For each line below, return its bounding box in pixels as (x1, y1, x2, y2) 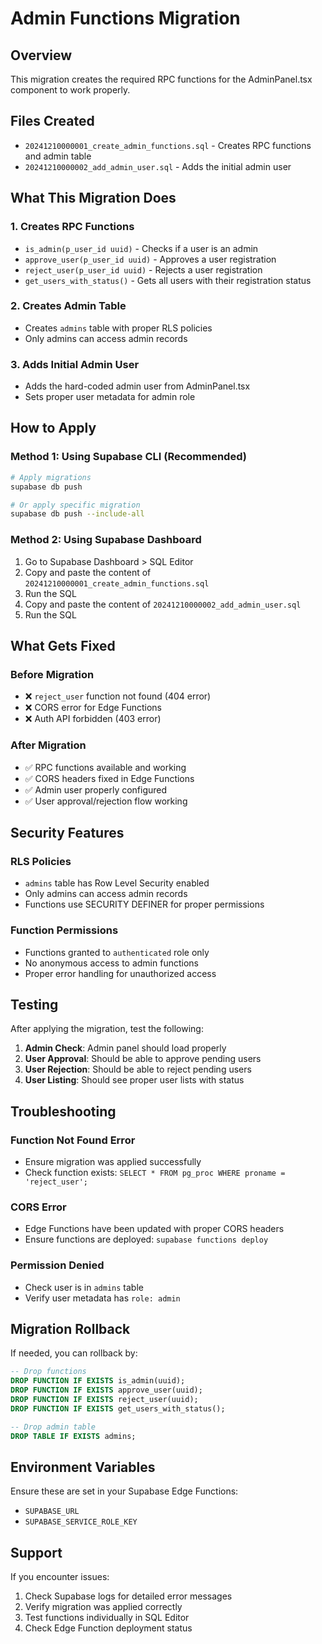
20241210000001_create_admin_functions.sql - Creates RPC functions (24, 139, 312, 151)
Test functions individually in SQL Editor (24, 1612, 190, 1624)
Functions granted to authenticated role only (24, 946, 210, 958)
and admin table (24, 150, 92, 162)
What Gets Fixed (10, 637, 116, 654)
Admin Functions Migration (10, 7, 241, 30)
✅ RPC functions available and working (24, 761, 187, 773)
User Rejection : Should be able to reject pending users (24, 1063, 252, 1076)
